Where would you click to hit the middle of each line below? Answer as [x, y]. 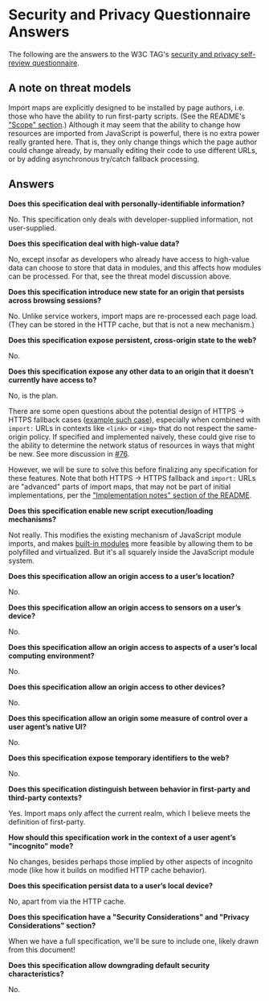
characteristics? [36, 974]
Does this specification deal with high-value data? [94, 243]
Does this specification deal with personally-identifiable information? [126, 204]
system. [21, 560]
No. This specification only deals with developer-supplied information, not [131, 219]
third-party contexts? [45, 797]
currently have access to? [53, 379]
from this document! [42, 949]
